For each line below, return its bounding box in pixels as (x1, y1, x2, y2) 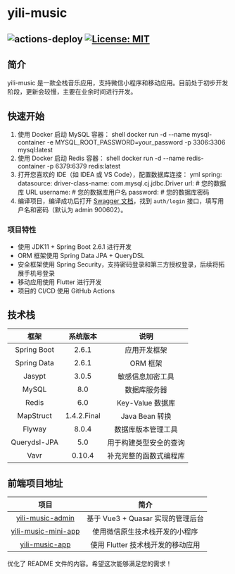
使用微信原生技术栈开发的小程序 (92, 527, 198, 537)
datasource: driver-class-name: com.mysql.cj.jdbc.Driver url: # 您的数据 (17, 179, 227, 188)
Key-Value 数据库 (117, 398, 176, 408)
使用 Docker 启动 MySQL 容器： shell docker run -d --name (17, 130, 191, 139)
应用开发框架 (125, 346, 167, 355)
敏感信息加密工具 (118, 372, 174, 381)
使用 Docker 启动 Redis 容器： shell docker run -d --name (17, 154, 185, 163)
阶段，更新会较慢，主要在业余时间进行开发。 (7, 87, 137, 96)
